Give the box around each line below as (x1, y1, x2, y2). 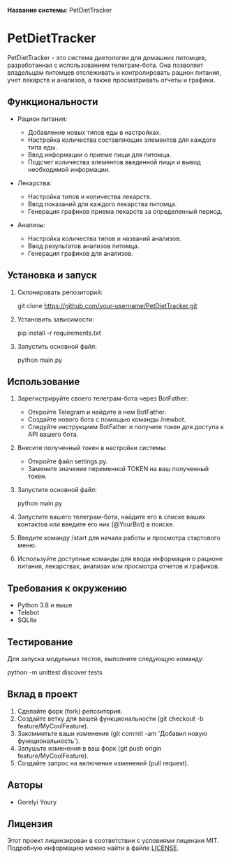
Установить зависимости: (17, 315, 94, 324)
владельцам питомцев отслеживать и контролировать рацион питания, (7, 68, 222, 76)
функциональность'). (17, 737, 80, 745)
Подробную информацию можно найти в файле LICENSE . (7, 844, 179, 852)
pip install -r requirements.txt (17, 329, 101, 337)
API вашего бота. (27, 430, 79, 439)
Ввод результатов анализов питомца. (27, 241, 140, 250)
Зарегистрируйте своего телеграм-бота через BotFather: (17, 394, 188, 403)
